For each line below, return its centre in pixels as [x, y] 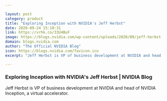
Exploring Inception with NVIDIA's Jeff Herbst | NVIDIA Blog [79, 77]
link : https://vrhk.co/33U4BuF [38, 33]
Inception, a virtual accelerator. [37, 93]
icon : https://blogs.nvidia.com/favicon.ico [52, 51]
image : [12, 37]
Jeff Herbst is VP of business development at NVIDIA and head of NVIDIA [81, 88]
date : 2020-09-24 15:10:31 [33, 28]
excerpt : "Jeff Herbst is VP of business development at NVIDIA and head [83, 55]
